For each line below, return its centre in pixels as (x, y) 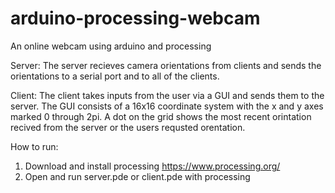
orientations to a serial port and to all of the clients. (115, 76)
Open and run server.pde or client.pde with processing (137, 176)
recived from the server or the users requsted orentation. (128, 127)
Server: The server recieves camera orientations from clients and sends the (166, 65)
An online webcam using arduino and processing (111, 46)
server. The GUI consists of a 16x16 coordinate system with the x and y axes (167, 106)
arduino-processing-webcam (135, 18)
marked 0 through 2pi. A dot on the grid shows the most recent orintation (161, 116)
